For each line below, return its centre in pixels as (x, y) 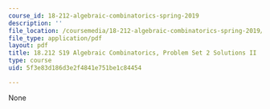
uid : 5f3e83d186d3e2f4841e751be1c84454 (75, 68)
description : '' (35, 23)
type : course (30, 61)
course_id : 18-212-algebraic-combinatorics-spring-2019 (104, 16)
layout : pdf (28, 46)
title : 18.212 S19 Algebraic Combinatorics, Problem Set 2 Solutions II (133, 53)
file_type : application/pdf (55, 38)
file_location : (34, 30)
